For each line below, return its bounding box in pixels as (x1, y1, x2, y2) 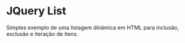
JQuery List (6, 4, 66, 18)
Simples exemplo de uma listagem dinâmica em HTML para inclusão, (6, 24, 180, 31)
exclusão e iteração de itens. (6, 30, 79, 37)
